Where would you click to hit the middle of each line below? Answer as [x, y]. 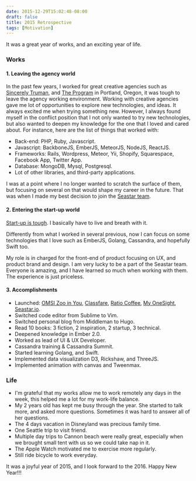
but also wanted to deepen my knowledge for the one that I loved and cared [97, 124]
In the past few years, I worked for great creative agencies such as [87, 87]
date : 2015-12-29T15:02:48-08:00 [47, 11]
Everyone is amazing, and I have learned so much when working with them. [97, 270]
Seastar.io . [27, 309]
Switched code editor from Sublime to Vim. [66, 315]
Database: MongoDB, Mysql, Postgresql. [63, 166]
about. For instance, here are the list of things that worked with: [82, 130]
